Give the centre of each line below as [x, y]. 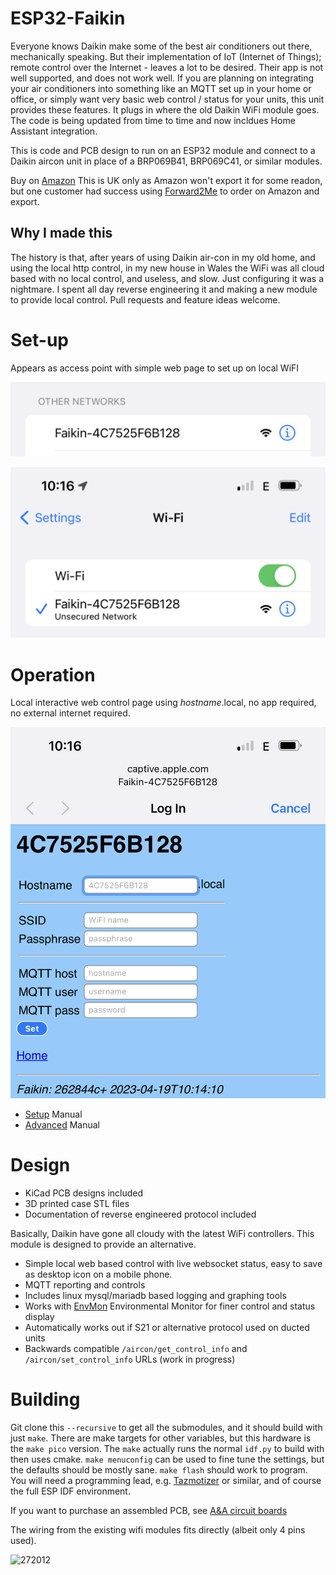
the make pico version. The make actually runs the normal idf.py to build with [167, 1449]
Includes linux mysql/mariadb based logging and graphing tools [155, 1296]
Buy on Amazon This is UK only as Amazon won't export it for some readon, [166, 180]
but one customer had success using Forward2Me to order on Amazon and [165, 191]
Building [45, 1399]
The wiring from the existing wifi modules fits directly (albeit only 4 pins [158, 1530]
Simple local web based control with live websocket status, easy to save [173, 1264]
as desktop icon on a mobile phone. [98, 1274]
